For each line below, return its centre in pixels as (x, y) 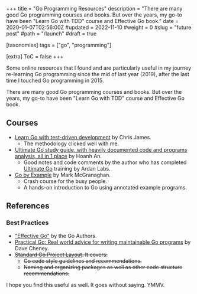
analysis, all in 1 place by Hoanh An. (58, 156)
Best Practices (28, 223)
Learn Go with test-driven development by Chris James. (83, 137)
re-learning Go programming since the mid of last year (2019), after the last (98, 74)
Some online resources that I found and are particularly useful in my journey (99, 68)
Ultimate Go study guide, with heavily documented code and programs (101, 149)
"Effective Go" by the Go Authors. (56, 236)
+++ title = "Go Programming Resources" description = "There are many (94, 9)
